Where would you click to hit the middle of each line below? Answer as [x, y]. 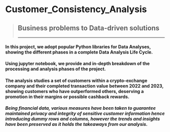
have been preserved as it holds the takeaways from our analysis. [76, 124]
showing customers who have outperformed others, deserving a [75, 91]
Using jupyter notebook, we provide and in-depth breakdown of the [78, 64]
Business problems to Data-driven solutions [89, 28]
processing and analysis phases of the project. [56, 69]
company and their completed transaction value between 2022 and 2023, [84, 86]
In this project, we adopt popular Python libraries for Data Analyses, [78, 47]
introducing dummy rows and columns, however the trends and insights [83, 119]
